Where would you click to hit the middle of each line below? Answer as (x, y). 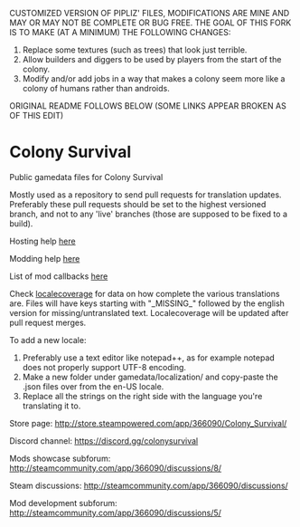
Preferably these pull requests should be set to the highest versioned (138, 204)
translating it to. (52, 406)
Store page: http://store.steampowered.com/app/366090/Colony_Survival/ (148, 423)
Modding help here (45, 258)
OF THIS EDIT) (37, 115)
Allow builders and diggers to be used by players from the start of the (152, 59)
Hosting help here (42, 241)
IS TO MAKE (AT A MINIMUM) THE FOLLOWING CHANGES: (120, 32)
